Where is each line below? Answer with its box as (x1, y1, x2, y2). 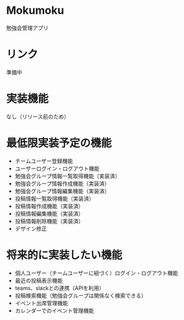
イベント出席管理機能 (14, 299, 68, 307)
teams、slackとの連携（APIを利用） (14, 284, 105, 292)
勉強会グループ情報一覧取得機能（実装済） (14, 172, 120, 179)
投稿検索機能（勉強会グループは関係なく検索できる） (14, 292, 147, 299)
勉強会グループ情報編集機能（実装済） (14, 187, 110, 194)
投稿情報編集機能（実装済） (14, 210, 84, 217)
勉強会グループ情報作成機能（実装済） (14, 180, 110, 187)
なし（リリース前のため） (6, 112, 70, 120)
